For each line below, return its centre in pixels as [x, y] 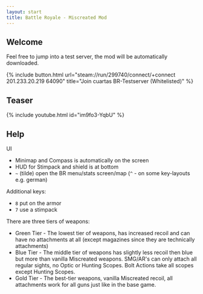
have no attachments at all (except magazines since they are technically [105, 239]
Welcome [25, 42]
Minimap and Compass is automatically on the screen [82, 160]
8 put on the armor [38, 203]
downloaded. [23, 63]
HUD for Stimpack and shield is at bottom [67, 167]
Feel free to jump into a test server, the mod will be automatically [87, 57]
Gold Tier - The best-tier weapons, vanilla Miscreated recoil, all [94, 278]
